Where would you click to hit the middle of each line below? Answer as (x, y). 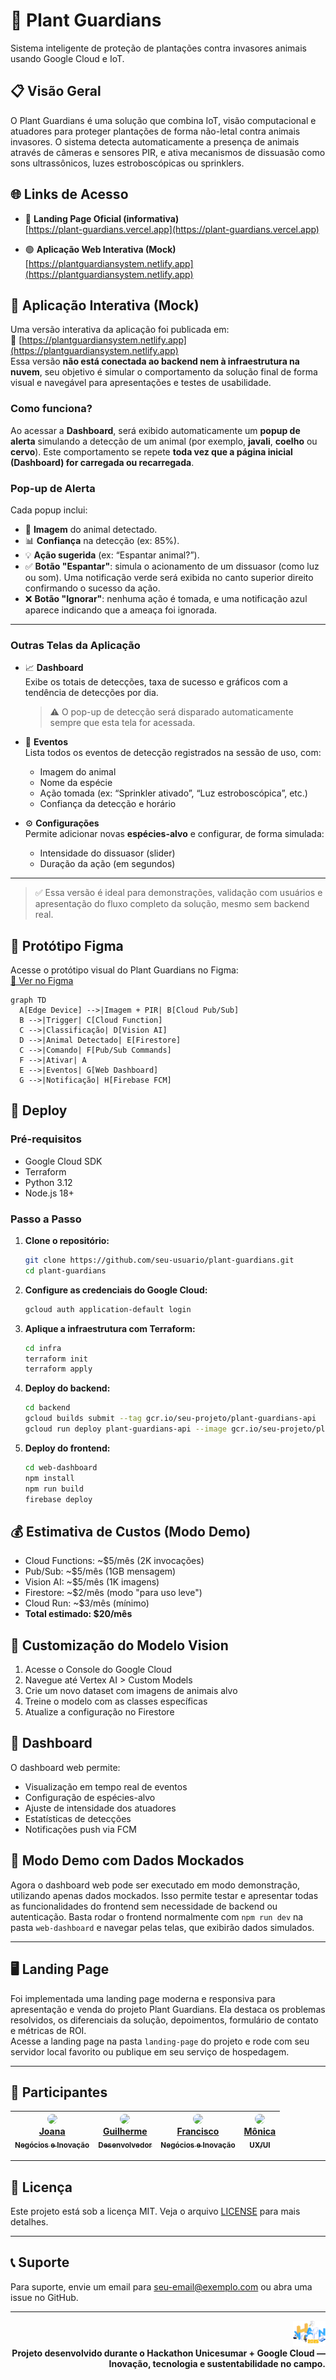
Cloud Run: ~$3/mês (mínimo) (87, 1603)
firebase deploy (58, 1499)
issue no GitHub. (44, 2297)
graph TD (28, 1000)
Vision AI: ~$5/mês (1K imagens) (92, 1582)
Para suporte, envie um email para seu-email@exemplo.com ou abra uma (161, 2286)
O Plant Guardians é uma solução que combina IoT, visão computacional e (163, 120)
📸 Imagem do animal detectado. (91, 529)
